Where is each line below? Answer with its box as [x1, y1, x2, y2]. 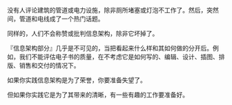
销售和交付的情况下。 [19, 61, 80, 69]
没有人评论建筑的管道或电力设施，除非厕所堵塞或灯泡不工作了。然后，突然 [7, 6, 219, 14]
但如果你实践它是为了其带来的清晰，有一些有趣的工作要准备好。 [7, 90, 188, 99]
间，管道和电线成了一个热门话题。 [7, 15, 104, 23]
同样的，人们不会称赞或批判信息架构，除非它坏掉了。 [7, 30, 159, 37]
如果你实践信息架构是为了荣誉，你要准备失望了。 [7, 76, 146, 84]
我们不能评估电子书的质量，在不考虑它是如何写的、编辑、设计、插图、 [19, 52, 219, 61]
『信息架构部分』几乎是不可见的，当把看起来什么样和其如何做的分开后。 [7, 44, 213, 52]
